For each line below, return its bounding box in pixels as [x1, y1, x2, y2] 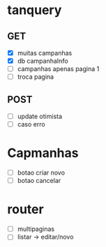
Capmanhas [7, 145, 79, 161]
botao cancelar [17, 177, 61, 185]
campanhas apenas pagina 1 [17, 65, 100, 73]
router [7, 201, 44, 217]
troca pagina [17, 72, 54, 81]
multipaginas [17, 224, 54, 234]
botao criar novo [17, 168, 65, 177]
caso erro [17, 120, 45, 129]
